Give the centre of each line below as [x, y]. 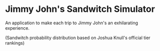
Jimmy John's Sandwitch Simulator [80, 9]
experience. [17, 28]
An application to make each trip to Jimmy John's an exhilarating [72, 23]
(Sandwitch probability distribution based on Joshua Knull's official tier [78, 38]
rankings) [15, 43]
